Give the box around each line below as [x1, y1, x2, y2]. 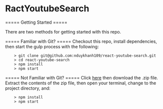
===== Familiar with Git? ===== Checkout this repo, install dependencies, [5, 38, 157, 44]
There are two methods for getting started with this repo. [5, 29, 121, 35]
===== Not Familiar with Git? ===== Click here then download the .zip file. [5, 74, 159, 80]
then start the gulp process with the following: [5, 43, 99, 49]
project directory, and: [5, 85, 51, 91]
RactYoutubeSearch [5, 3, 90, 14]
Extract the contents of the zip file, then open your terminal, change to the [5, 80, 157, 86]
